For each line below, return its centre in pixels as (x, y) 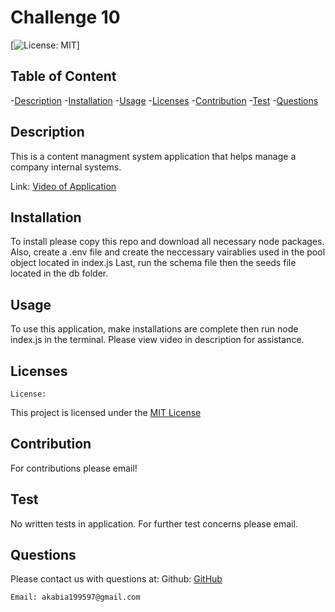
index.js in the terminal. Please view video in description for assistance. (157, 340)
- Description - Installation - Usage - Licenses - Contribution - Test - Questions (164, 100)
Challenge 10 (65, 17)
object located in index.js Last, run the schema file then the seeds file (153, 263)
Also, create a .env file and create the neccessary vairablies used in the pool (168, 252)
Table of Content (63, 76)
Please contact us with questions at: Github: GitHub (116, 579)
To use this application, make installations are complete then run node (154, 329)
